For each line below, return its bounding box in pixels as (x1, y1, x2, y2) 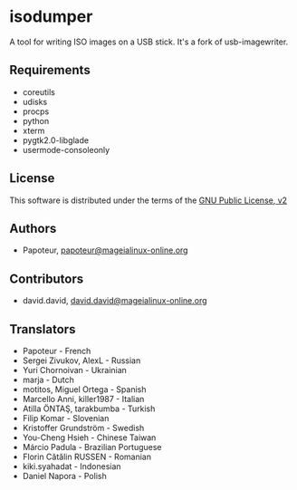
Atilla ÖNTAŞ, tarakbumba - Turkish (22, 403, 156, 414)
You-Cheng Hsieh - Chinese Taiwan (22, 432, 157, 443)
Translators (9, 322, 76, 337)
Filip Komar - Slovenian (22, 413, 110, 423)
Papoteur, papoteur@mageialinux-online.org (22, 245, 188, 255)
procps (22, 106, 50, 117)
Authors (9, 220, 57, 236)
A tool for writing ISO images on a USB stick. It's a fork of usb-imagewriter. (9, 36, 289, 47)
